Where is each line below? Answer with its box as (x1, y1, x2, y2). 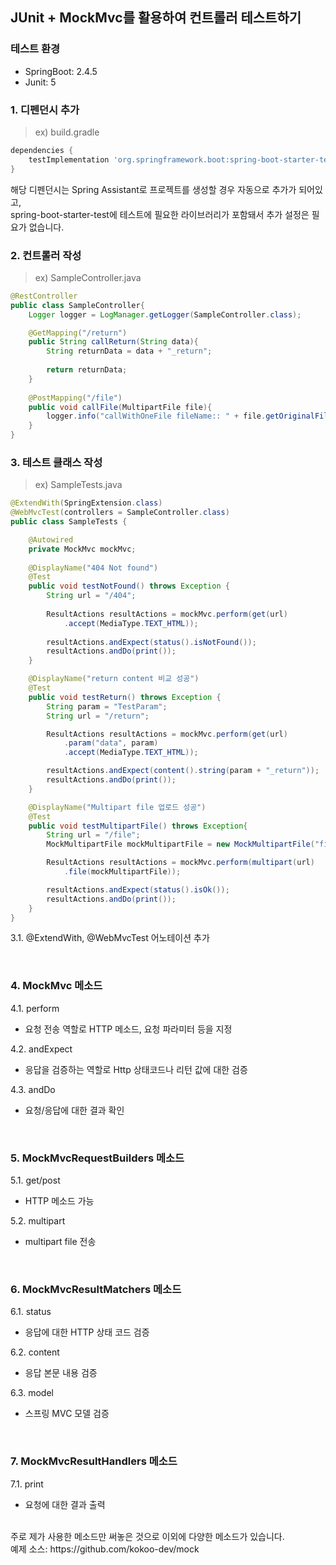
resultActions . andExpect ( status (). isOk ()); (46, 884, 230, 895)
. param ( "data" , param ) (63, 738, 159, 748)
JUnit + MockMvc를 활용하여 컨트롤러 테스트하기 (10, 9, 302, 27)
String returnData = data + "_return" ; (46, 346, 213, 357)
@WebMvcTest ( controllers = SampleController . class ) (10, 508, 230, 518)
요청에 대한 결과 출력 (24, 1498, 106, 1510)
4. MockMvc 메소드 (10, 979, 103, 993)
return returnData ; (46, 365, 128, 375)
